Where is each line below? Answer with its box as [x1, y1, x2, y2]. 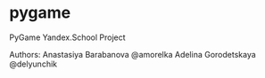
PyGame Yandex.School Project [9, 32, 127, 43]
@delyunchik [9, 58, 58, 69]
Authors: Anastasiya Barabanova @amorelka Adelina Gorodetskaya [9, 49, 256, 59]
